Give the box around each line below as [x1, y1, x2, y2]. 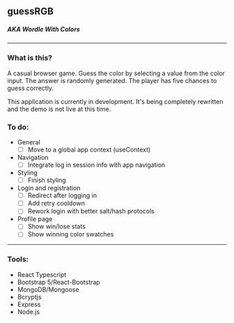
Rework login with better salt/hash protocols [27, 207, 155, 216]
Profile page [17, 215, 53, 223]
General [17, 137, 40, 146]
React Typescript [17, 270, 67, 278]
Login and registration [17, 184, 81, 193]
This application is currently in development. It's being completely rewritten [7, 97, 224, 105]
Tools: [7, 255, 29, 264]
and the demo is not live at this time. [7, 105, 111, 113]
